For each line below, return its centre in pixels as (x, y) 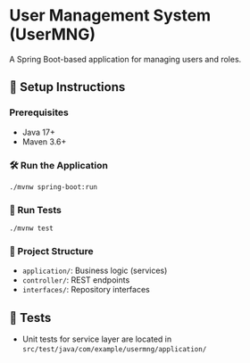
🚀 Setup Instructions (67, 87)
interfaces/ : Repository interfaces (86, 290)
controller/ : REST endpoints (76, 280)
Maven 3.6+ (44, 141)
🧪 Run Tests (36, 210)
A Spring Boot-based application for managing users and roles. (125, 59)
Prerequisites (39, 112)
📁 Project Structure (51, 251)
